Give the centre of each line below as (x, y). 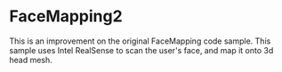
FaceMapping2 (66, 16)
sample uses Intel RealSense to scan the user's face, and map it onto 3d (141, 50)
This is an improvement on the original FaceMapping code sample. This (140, 41)
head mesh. (31, 60)
